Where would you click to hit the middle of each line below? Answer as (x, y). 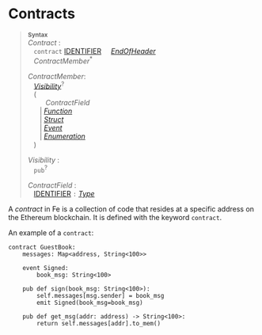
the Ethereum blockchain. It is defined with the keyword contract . (115, 217)
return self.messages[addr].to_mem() (99, 323)
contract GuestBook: (42, 247)
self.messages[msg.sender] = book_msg (101, 295)
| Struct (51, 120)
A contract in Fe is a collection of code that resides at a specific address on (131, 209)
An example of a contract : (51, 232)
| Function (56, 111)
